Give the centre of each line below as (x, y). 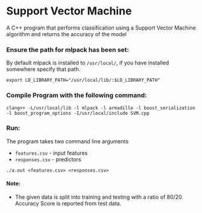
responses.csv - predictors (48, 159)
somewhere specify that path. (43, 69)
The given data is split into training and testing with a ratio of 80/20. (99, 197)
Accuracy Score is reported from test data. (68, 203)
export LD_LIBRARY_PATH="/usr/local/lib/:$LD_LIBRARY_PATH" (84, 80)
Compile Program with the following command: (77, 96)
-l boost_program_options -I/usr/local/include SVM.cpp (78, 113)
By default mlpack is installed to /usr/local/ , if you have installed (88, 63)
